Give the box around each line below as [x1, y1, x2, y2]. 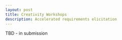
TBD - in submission [5, 30, 48, 36]
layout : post [5, 7, 33, 12]
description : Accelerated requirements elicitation [5, 16, 117, 21]
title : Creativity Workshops [5, 12, 67, 17]
